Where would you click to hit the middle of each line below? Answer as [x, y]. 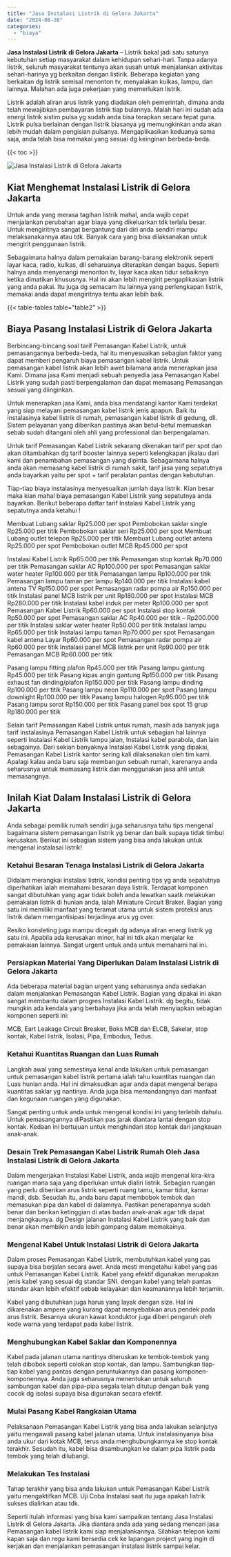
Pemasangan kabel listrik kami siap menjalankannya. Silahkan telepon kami [114, 1531]
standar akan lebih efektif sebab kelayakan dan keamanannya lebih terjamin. [116, 1289]
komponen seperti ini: [38, 1016]
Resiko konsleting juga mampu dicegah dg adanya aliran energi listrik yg [110, 930]
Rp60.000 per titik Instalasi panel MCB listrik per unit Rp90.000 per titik [108, 647]
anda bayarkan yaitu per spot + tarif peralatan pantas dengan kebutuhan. [111, 475]
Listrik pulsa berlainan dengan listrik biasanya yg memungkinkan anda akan [114, 124]
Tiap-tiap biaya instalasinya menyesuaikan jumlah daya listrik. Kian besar [111, 488]
